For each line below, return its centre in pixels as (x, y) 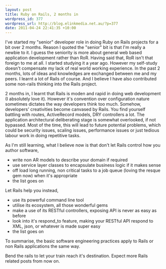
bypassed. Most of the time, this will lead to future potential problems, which (83, 125)
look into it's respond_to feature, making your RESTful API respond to (83, 221)
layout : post (19, 10)
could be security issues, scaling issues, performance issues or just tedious (82, 130)
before (19, 216)
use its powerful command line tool (48, 200)
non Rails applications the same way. (43, 246)
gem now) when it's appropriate (45, 176)
